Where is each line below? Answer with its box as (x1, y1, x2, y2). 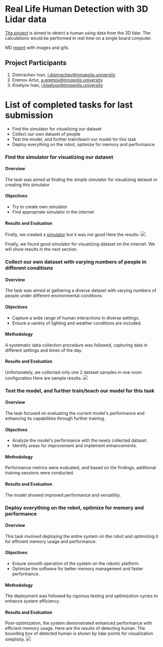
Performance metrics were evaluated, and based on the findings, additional (5, 465, 156, 471)
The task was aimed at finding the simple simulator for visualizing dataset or (5, 176, 158, 182)
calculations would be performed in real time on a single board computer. (5, 35, 152, 41)
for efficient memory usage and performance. (5, 539, 97, 544)
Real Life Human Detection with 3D (5, 3, 148, 15)
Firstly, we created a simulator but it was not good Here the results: (5, 232, 140, 237)
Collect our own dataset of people (12, 131, 81, 137)
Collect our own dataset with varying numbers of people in (5, 259, 147, 265)
